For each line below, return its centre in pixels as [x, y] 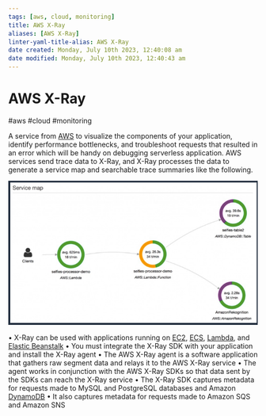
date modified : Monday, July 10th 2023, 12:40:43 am [97, 59]
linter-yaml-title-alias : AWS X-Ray [68, 42]
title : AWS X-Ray [37, 25]
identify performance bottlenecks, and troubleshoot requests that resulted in [133, 144]
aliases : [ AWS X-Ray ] [44, 33]
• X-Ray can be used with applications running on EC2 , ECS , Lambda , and [129, 338]
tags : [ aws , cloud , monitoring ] [61, 17]
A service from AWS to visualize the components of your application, [120, 135]
